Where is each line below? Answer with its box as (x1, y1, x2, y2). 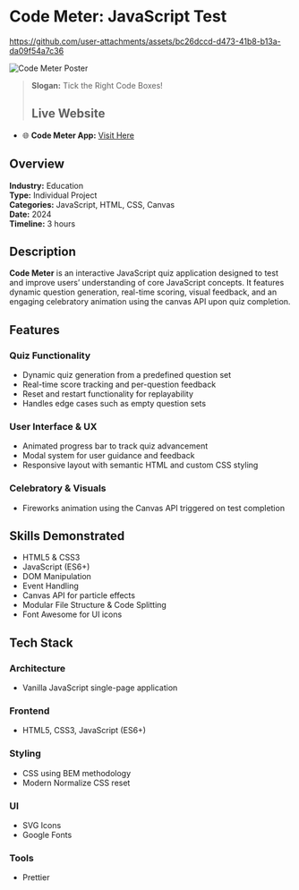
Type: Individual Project (9, 190, 98, 201)
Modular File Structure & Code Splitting (21, 600, 167, 611)
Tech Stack (9, 635, 73, 650)
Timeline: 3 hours (9, 218, 76, 229)
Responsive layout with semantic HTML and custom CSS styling (21, 459, 259, 471)
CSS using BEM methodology (21, 767, 132, 778)
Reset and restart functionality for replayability (21, 389, 194, 399)
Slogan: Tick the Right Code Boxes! (30, 80, 163, 90)
